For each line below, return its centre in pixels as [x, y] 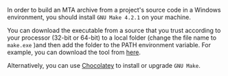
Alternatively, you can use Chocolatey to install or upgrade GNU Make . [104, 65]
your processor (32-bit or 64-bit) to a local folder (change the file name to [112, 38]
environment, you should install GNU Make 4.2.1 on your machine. [99, 17]
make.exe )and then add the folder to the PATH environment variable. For [109, 45]
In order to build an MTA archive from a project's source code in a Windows [114, 10]
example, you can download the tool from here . [74, 52]
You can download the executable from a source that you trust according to [114, 30]
